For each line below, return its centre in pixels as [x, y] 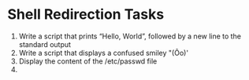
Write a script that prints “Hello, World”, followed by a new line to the [130, 36]
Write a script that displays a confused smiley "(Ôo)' [104, 53]
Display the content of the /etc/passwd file [88, 61]
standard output [45, 44]
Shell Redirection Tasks [86, 15]
